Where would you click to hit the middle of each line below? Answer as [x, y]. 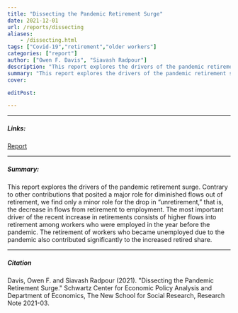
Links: [17, 128]
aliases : [20, 34]
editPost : [22, 93]
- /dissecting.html [49, 40]
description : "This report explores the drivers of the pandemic [106, 67]
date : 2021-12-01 [33, 21]
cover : [17, 80]
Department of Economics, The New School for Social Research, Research [116, 296]
